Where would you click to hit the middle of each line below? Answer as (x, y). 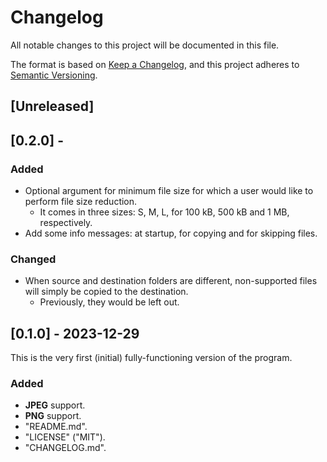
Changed (33, 259)
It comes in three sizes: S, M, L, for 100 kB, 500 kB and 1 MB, (164, 212)
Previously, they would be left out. (109, 302)
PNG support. (53, 416)
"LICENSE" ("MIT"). (65, 437)
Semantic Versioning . (54, 75)
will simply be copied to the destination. (106, 292)
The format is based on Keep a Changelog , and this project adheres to (155, 64)
